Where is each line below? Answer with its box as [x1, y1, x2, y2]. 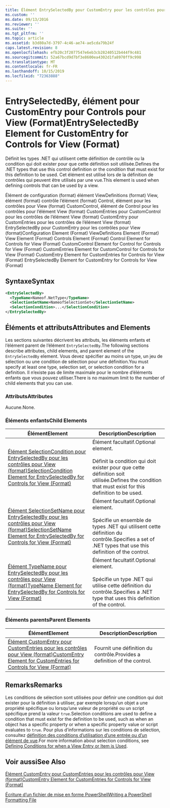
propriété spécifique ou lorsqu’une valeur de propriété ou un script [5, 705, 144, 711]
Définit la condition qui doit [92, 458, 156, 465]
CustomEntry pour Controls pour [5, 106, 146, 118]
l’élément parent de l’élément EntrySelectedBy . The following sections [5, 342, 149, 348]
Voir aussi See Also [5, 757, 66, 766]
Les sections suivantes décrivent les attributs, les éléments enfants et [5, 337, 151, 343]
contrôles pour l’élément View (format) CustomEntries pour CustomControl [5, 208, 161, 214]
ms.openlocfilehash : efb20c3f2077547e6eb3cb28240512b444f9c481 [5, 50, 142, 55]
